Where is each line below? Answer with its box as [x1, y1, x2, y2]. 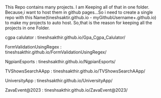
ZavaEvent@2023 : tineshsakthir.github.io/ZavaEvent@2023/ [5, 87, 128, 93]
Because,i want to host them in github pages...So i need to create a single [5, 9, 153, 15]
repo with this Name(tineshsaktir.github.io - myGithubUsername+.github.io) [5, 15, 157, 20]
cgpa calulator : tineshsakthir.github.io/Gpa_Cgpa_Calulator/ [5, 34, 126, 40]
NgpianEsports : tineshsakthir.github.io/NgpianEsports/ [5, 59, 116, 64]
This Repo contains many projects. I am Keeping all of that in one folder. [5, 4, 150, 10]
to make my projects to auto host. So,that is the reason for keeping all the [5, 20, 152, 25]
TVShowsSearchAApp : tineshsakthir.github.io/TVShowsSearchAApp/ [5, 68, 145, 74]
